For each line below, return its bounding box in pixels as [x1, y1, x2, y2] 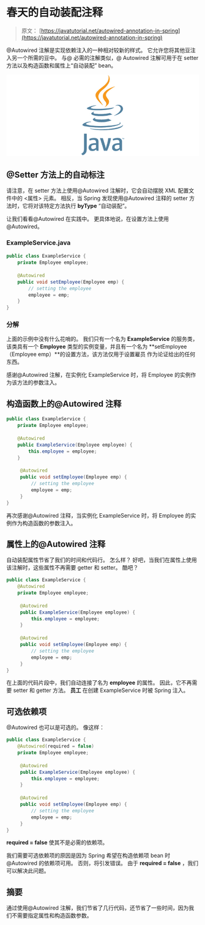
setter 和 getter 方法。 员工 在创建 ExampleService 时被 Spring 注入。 [13, 686, 189, 694]
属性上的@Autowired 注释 [6, 539, 106, 549]
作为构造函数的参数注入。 [11, 519, 76, 527]
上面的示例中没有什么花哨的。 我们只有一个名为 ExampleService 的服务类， [6, 335, 198, 343]
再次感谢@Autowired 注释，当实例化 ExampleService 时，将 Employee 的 [6, 511, 191, 519]
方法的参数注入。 [17, 379, 60, 386]
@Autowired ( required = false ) [17, 743, 95, 749]
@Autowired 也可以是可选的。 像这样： [6, 724, 105, 731]
